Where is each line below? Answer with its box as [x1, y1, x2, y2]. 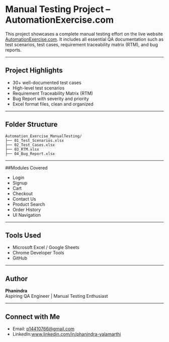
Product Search [12, 201, 45, 207]
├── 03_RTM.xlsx [5, 147, 39, 152]
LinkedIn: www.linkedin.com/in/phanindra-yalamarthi [12, 331, 121, 337]
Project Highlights [5, 66, 63, 75]
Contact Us [12, 196, 36, 202]
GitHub [12, 255, 28, 261]
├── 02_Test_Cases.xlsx [5, 142, 55, 147]
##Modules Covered [5, 164, 48, 170]
